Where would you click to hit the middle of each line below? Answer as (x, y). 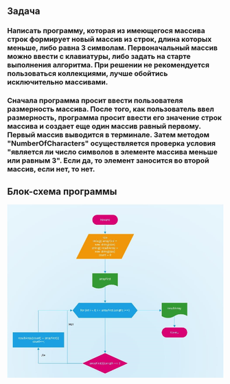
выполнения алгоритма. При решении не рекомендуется (108, 65)
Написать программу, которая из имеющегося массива (106, 31)
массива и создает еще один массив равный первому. (104, 126)
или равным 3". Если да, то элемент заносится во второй (108, 160)
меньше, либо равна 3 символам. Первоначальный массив (113, 48)
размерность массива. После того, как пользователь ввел (111, 109)
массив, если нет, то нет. (51, 169)
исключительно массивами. (58, 82)
